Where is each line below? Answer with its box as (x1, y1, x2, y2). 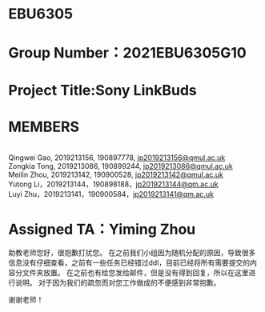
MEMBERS (8, 118, 80, 136)
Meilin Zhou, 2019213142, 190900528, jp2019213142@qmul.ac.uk (8, 170, 224, 179)
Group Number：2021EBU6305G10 (8, 44, 247, 62)
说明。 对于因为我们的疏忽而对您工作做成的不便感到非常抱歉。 (14, 278, 221, 288)
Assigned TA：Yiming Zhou (8, 220, 196, 238)
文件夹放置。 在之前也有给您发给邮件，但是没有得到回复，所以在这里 (22, 268, 249, 278)
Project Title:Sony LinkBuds (8, 81, 198, 99)
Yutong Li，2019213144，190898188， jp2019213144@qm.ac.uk (8, 179, 219, 189)
